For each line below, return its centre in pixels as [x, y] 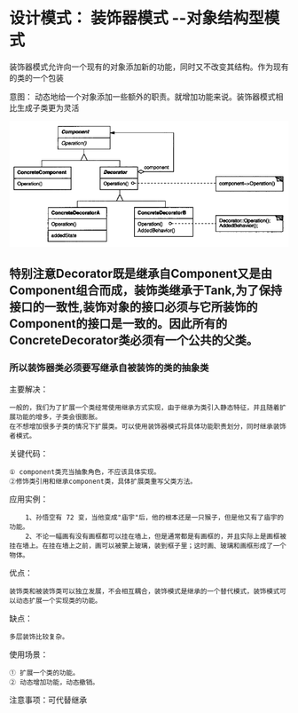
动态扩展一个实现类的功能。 [59, 600]
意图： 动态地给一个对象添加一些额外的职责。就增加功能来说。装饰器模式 [142, 96]
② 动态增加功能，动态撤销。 [54, 682]
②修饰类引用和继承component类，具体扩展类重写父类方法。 [103, 481]
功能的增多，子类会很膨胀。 [59, 417]
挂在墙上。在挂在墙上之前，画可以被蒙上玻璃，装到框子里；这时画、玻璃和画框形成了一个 [148, 546]
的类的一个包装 [36, 77]
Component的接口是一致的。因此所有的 [118, 324]
